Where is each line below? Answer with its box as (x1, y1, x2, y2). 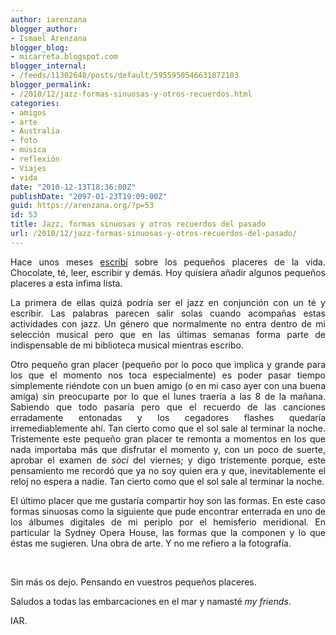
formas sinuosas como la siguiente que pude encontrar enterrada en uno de (10, 505, 326, 517)
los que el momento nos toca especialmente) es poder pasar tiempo (10, 369, 326, 381)
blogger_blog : (10, 42, 70, 53)
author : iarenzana (10, 14, 87, 25)
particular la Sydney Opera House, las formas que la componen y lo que (10, 526, 326, 538)
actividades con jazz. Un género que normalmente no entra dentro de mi (10, 317, 326, 330)
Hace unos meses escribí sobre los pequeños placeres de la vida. (10, 256, 326, 268)
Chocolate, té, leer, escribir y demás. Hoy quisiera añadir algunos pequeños (10, 266, 326, 278)
